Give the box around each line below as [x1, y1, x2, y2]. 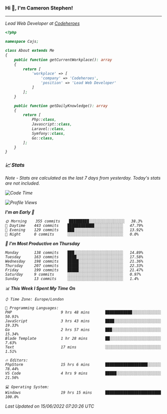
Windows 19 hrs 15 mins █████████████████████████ [5, 390, 162, 395]
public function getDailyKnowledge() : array [14, 103, 108, 108]
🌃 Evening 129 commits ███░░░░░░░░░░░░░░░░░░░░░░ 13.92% [5, 227, 143, 232]
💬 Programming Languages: [5, 306, 59, 310]
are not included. [5, 180, 40, 186]
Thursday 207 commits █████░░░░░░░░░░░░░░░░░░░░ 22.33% [5, 263, 143, 268]
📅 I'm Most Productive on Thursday [5, 240, 81, 246]
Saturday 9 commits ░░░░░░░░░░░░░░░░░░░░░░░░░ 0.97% [5, 272, 141, 277]
